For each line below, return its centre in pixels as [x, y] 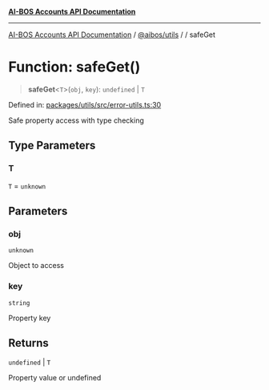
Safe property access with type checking [76, 120]
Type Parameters [52, 146]
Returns [29, 343]
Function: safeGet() [74, 67]
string [19, 303]
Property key [30, 318]
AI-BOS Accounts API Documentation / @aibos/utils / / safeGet [112, 35]
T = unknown [27, 186]
